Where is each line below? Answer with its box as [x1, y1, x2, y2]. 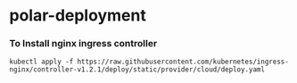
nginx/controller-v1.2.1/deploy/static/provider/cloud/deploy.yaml [9, 65, 266, 74]
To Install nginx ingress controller [9, 37, 158, 50]
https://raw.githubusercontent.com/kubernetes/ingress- [77, 57, 290, 67]
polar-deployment [9, 5, 147, 26]
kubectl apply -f [9, 57, 74, 67]
